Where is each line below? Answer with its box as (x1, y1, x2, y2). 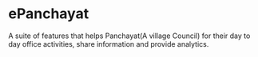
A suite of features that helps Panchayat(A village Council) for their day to (8, 31, 251, 40)
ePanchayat (8, 5, 89, 23)
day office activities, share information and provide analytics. (8, 39, 209, 48)
